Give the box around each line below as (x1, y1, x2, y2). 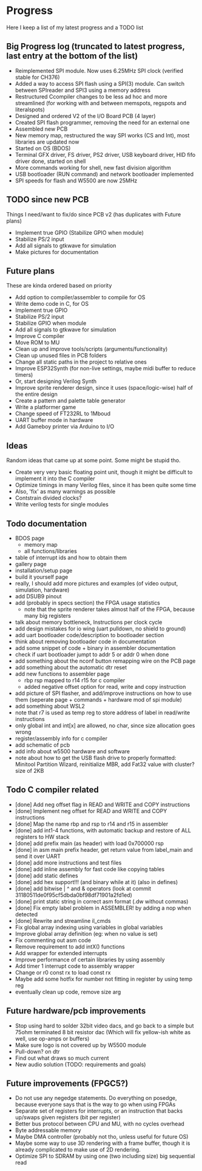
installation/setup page (15, 567, 73, 574)
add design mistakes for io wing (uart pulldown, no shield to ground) (15, 625, 186, 632)
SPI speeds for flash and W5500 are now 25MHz (15, 177, 138, 184)
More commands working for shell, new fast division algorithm (15, 164, 171, 171)
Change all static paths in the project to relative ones (15, 358, 147, 365)
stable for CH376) (15, 74, 60, 81)
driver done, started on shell (15, 157, 86, 165)
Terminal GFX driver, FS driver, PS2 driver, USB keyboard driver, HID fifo (15, 151, 196, 158)
